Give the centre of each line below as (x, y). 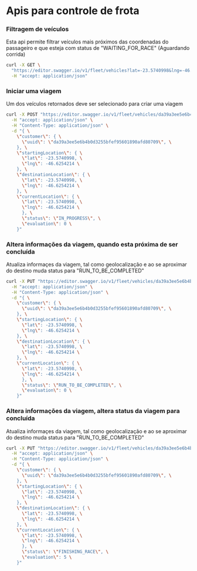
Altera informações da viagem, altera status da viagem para (93, 411)
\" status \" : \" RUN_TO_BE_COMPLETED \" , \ (72, 385)
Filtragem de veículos (38, 29)
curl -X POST (22, 115)
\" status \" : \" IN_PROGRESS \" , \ (61, 218)
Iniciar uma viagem (34, 91)
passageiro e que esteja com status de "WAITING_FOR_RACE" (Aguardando (98, 48)
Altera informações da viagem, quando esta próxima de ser (92, 244)
